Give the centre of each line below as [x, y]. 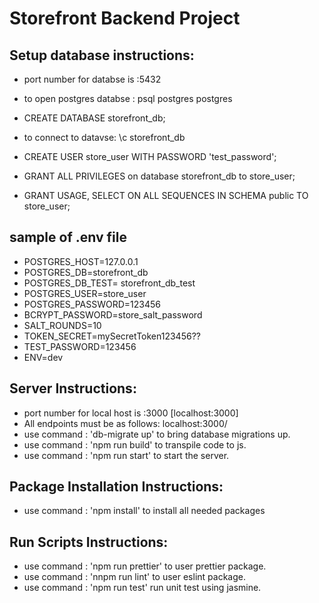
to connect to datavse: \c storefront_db [104, 137]
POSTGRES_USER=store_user [85, 293]
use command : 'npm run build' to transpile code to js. [135, 444]
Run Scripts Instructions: [89, 542]
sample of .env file [68, 237]
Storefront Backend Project [125, 18]
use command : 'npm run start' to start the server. [126, 455]
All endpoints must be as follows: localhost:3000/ [125, 423]
